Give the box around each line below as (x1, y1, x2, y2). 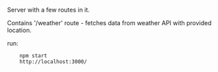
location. (7, 26, 32, 34)
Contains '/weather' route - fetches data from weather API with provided (7, 19, 212, 26)
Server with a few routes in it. (7, 6, 90, 14)
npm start (19, 52, 48, 59)
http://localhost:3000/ (19, 58, 88, 65)
